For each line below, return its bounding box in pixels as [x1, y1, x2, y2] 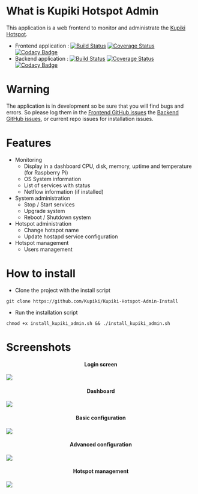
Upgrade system [23, 207, 65, 214]
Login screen [83, 360, 118, 368]
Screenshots [6, 340, 71, 354]
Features [6, 137, 52, 150]
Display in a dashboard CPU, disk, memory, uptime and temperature [23, 162, 192, 170]
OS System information [23, 175, 82, 182]
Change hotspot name [23, 226, 79, 233]
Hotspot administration [14, 220, 72, 227]
